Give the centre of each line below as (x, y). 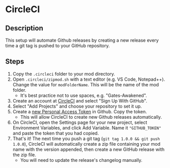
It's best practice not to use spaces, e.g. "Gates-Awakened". (83, 95)
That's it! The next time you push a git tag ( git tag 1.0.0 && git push (86, 139)
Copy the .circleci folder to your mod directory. (64, 74)
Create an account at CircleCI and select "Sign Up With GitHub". (80, 100)
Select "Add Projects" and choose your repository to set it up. (77, 106)
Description (24, 28)
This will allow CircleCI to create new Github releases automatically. (91, 117)
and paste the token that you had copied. (56, 133)
